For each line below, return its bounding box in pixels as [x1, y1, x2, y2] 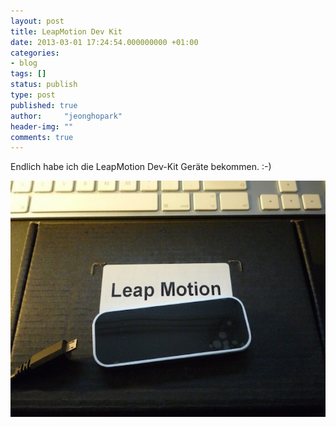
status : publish [10, 80, 78, 90]
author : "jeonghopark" [10, 111, 123, 121]
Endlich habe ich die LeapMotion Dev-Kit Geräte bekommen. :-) [10, 161, 272, 173]
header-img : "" [10, 121, 74, 132]
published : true [10, 100, 78, 110]
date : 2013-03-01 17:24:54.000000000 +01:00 [10, 37, 199, 47]
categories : [10, 48, 60, 58]
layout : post [10, 16, 65, 26]
